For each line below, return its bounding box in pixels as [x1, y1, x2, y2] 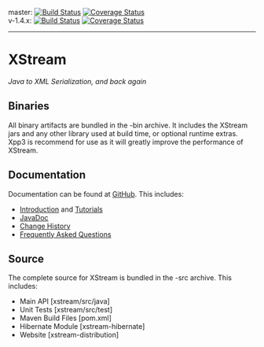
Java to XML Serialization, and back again [8, 76, 147, 86]
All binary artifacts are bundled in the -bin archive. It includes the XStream [8, 120, 248, 130]
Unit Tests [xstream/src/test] [19, 305, 113, 315]
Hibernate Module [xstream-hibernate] [19, 322, 145, 331]
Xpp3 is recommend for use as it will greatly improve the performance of [8, 137, 244, 146]
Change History [19, 221, 71, 231]
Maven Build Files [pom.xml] [19, 313, 112, 323]
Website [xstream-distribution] [19, 330, 119, 340]
